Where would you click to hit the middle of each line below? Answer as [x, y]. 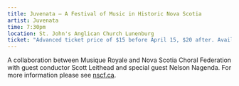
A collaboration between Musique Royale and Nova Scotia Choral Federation [119, 60]
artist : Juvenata [33, 20]
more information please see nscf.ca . [62, 75]
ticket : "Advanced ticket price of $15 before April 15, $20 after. [111, 40]
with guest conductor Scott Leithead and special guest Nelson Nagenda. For [119, 68]
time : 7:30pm [27, 27]
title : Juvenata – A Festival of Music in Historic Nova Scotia [105, 14]
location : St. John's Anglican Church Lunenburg [81, 33]
